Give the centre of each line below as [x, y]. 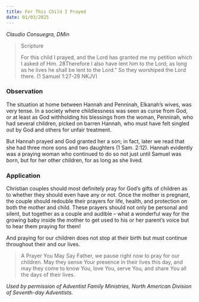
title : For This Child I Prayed [46, 12]
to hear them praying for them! [44, 227]
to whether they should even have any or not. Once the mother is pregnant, [98, 195]
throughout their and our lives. [43, 244]
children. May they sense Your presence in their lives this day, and [102, 262]
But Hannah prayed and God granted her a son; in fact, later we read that [95, 141]
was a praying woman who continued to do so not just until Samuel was [94, 154]
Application [23, 175]
